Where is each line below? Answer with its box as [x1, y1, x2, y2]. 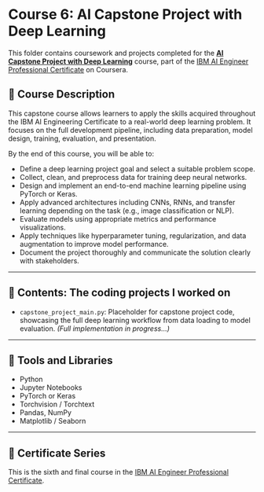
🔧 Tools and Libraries [8, 354, 113, 367]
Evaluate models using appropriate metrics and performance [19, 214, 217, 223]
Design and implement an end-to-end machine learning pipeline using [19, 181, 247, 190]
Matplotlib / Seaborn [19, 417, 86, 426]
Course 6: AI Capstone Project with [8, 6, 243, 24]
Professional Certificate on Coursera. [8, 64, 128, 74]
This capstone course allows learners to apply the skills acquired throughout [8, 108, 256, 118]
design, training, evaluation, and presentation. [8, 134, 157, 143]
